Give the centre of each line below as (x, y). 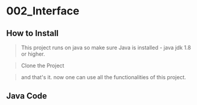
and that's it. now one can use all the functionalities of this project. (104, 77)
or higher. (33, 54)
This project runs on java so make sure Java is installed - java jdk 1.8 (106, 47)
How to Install (33, 33)
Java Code (27, 96)
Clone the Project (42, 65)
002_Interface (43, 11)
